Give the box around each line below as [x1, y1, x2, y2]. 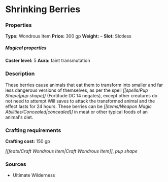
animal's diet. [5, 114, 33, 120]
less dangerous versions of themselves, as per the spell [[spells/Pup [5, 87, 148, 93]
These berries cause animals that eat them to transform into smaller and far [5, 82, 163, 88]
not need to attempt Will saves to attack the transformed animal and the [5, 98, 155, 104]
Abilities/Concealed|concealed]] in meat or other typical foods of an [5, 108, 148, 115]
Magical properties [5, 45, 47, 51]
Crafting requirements [5, 127, 61, 134]
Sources [5, 161, 26, 168]
